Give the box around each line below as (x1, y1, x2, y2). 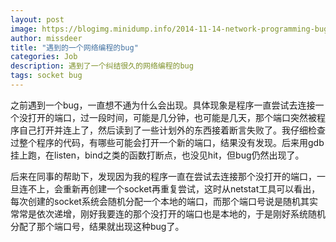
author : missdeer (10, 33, 83, 43)
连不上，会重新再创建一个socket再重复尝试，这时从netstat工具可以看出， (18, 182, 321, 195)
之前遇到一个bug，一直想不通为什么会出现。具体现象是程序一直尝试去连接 (10, 99, 316, 111)
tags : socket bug (10, 71, 83, 81)
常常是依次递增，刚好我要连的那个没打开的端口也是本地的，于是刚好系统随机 (10, 207, 326, 220)
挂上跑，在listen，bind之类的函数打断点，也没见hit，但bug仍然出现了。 (10, 149, 305, 161)
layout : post (10, 14, 65, 25)
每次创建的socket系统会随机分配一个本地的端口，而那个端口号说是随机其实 (10, 195, 318, 207)
